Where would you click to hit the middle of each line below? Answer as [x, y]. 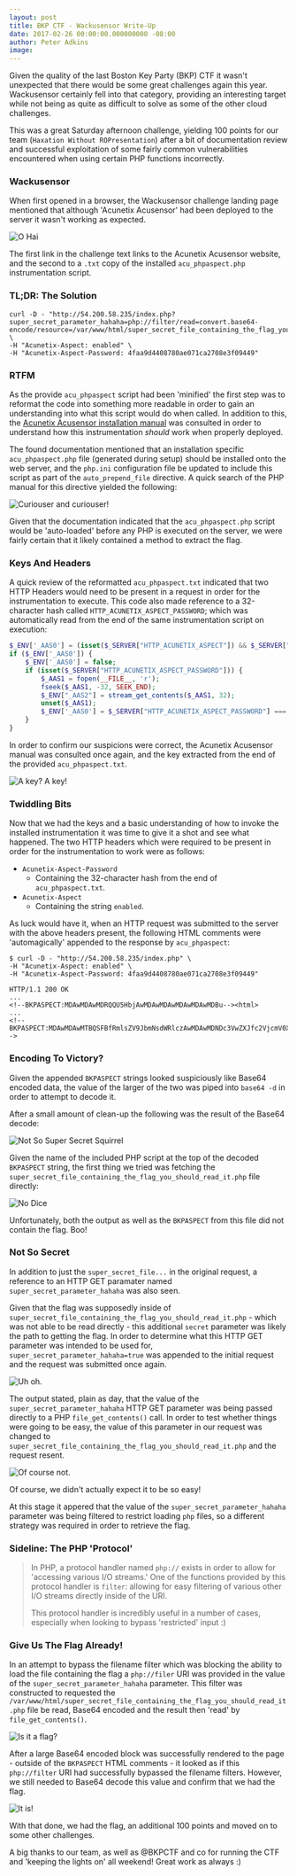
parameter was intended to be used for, [81, 1345]
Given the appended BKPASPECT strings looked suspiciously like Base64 [138, 1078]
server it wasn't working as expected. [78, 220]
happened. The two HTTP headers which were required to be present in [140, 842]
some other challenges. [52, 1835]
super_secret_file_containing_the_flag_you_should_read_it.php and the [143, 1445]
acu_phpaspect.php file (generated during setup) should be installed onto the [148, 459]
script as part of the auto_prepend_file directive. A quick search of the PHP [147, 478]
